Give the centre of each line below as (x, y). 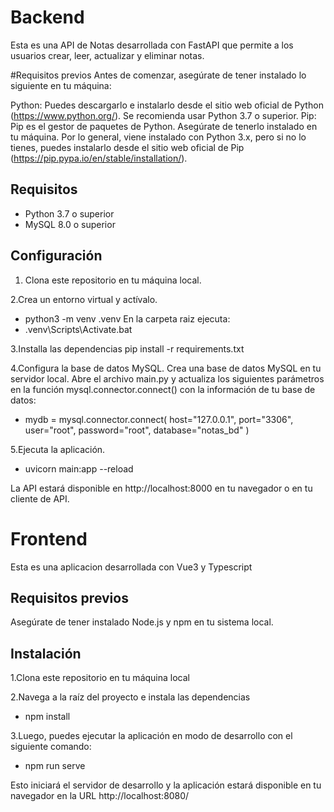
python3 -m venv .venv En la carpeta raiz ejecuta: (127, 318)
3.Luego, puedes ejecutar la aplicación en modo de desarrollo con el (151, 736)
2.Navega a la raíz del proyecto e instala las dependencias (130, 697)
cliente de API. (40, 498)
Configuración (56, 256)
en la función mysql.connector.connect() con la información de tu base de (163, 389)
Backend (47, 17)
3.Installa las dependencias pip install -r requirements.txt (127, 348)
